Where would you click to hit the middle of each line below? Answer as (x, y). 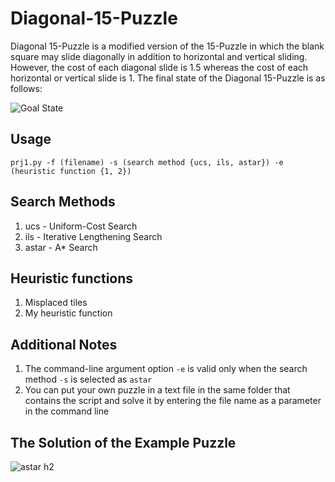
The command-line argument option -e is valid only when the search (166, 369)
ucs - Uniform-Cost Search (81, 226)
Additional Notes (64, 344)
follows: (26, 88)
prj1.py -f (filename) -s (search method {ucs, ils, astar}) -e (147, 162)
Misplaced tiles (56, 303)
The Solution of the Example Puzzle (123, 442)
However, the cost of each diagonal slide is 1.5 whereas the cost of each (159, 67)
